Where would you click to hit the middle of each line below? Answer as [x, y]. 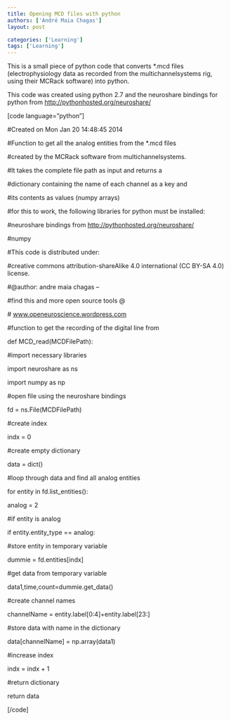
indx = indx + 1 [28, 669]
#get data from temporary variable [57, 574]
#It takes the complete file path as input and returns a [85, 170]
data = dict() [25, 465]
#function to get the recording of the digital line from [83, 328]
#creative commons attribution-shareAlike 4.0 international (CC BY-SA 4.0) [116, 266]
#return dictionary [33, 683]
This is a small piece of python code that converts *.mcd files [95, 66]
